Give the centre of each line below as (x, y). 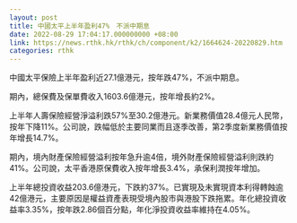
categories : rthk (42, 51)
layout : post (34, 17)
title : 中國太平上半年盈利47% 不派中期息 (79, 26)
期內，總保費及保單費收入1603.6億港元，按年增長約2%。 (114, 97)
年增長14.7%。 (36, 138)
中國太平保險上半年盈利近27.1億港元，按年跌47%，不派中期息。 (127, 78)
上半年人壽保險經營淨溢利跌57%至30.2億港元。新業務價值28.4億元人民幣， (148, 116)
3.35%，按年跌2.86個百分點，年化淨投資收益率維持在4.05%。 (140, 210)
